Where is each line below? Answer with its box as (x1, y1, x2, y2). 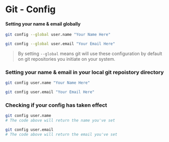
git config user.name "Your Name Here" (5, 80, 90, 85)
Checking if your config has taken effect (5, 102, 107, 109)
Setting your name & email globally (5, 20, 81, 27)
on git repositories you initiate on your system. (17, 56, 116, 62)
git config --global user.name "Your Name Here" (5, 32, 111, 37)
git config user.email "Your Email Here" (5, 89, 95, 95)
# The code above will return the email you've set (5, 132, 117, 137)
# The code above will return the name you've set (5, 118, 115, 123)
